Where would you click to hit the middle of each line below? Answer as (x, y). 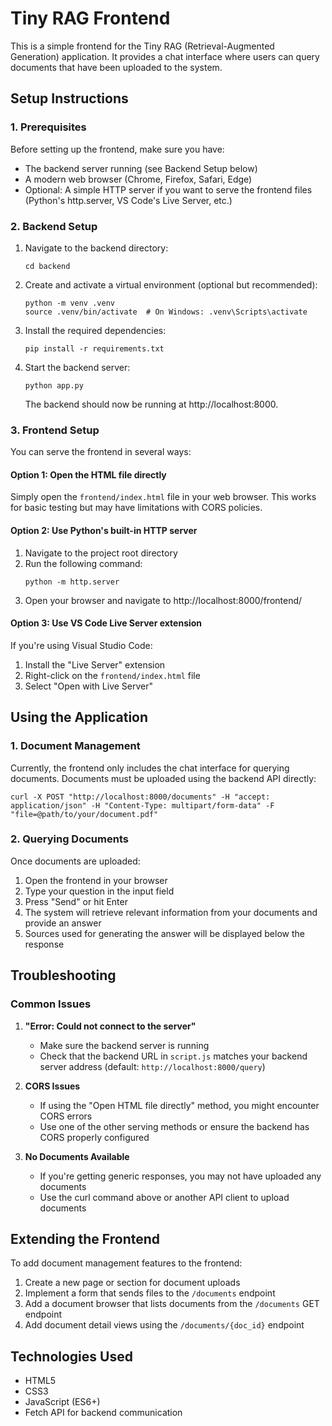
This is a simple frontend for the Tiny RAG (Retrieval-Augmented (142, 46)
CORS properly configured (94, 1137)
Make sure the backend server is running (124, 1045)
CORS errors (66, 1116)
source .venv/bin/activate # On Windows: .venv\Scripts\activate (166, 312)
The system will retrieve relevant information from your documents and (171, 912)
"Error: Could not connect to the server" (110, 1026)
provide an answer (63, 923)
